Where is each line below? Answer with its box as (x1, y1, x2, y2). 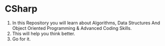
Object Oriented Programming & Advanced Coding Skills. (12, 25, 132, 31)
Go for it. (12, 36, 31, 42)
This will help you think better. (12, 30, 75, 36)
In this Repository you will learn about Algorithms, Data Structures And (12, 20, 160, 26)
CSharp (5, 3, 38, 15)
